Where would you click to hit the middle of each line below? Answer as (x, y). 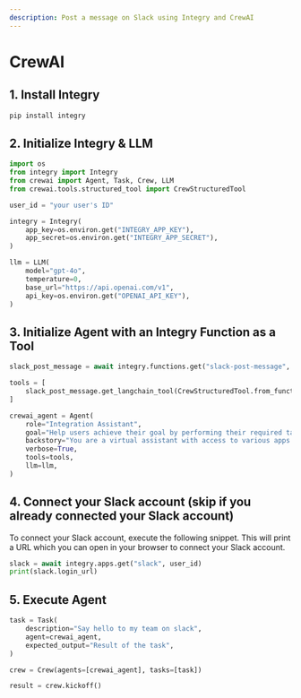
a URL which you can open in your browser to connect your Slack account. (147, 547)
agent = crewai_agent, (64, 637)
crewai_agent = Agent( (52, 416)
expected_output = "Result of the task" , (100, 645)
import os (28, 164)
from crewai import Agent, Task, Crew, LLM (92, 181)
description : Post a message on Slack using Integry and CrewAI (132, 17)
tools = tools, (50, 458)
